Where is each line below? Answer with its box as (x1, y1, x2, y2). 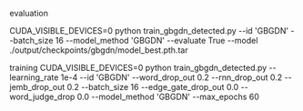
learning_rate (9, 72, 59, 83)
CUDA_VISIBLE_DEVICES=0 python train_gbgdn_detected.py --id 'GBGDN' (9, 25, 289, 35)
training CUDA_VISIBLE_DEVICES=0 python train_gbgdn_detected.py (9, 63, 268, 73)
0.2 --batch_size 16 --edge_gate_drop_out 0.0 (66, 82, 239, 92)
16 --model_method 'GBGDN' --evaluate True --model (55, 35, 258, 45)
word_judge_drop (9, 91, 76, 102)
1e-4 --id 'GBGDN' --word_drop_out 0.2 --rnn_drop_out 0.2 (60, 72, 283, 83)
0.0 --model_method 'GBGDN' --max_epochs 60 (76, 91, 259, 102)
